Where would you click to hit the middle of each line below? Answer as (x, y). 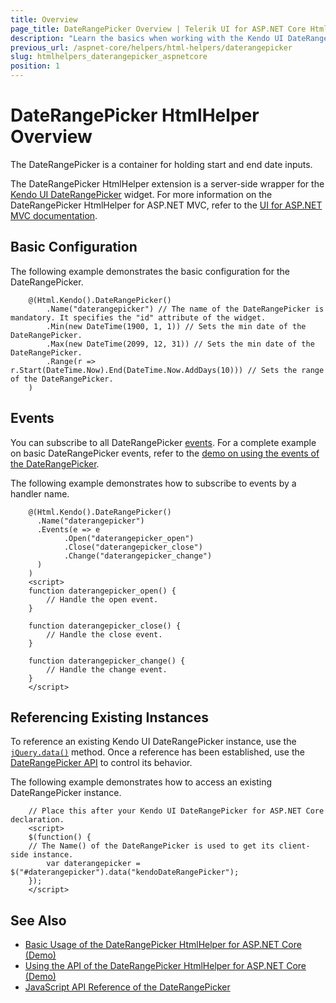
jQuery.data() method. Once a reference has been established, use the (157, 752)
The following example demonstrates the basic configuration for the (150, 271)
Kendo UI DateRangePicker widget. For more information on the (141, 194)
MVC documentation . (54, 215)
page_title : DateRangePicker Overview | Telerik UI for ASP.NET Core (158, 29)
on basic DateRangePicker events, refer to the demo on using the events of (165, 453)
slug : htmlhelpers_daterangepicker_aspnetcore (109, 57)
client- (294, 846)
